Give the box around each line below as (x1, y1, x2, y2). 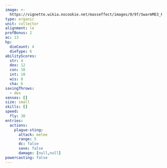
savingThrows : (5, 85, 35, 91)
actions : (9, 123, 28, 128)
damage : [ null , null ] (18, 151, 61, 156)
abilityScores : (5, 53, 37, 59)
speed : (5, 109, 19, 114)
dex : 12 (9, 63, 26, 68)
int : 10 (9, 72, 26, 77)
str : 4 (9, 58, 23, 63)
